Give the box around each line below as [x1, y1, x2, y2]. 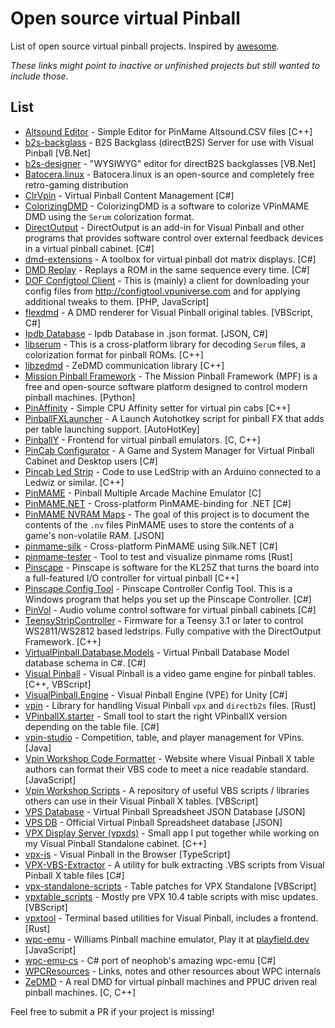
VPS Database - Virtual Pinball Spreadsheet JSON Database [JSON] [24, 805, 306, 817]
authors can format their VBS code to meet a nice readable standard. [24, 763, 310, 775]
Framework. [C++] [24, 635, 102, 647]
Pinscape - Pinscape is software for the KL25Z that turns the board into [24, 561, 320, 573]
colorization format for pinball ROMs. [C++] [24, 348, 204, 361]
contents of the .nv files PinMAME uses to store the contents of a [24, 518, 295, 531]
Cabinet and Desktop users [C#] [24, 455, 158, 467]
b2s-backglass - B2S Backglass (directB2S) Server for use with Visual [24, 136, 314, 148]
